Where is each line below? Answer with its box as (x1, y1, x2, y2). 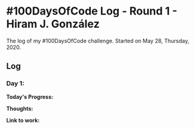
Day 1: (6, 79, 25, 88)
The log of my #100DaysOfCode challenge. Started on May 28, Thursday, (6, 37, 190, 44)
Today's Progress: (6, 93, 53, 101)
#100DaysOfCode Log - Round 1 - (6, 4, 177, 18)
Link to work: (6, 116, 40, 124)
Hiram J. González (6, 17, 100, 31)
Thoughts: (6, 105, 33, 112)
